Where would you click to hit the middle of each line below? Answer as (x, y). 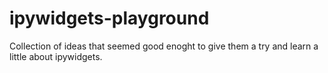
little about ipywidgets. (56, 56)
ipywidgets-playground (109, 18)
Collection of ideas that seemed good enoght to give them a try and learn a (164, 46)
